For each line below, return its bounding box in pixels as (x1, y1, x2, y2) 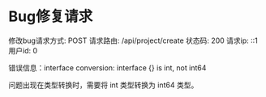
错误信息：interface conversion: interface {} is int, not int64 (8, 62, 207, 73)
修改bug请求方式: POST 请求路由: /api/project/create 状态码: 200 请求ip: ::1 (8, 36, 258, 45)
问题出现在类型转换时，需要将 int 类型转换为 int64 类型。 (8, 80, 199, 90)
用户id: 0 (8, 45, 38, 55)
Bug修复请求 (8, 7, 93, 26)
